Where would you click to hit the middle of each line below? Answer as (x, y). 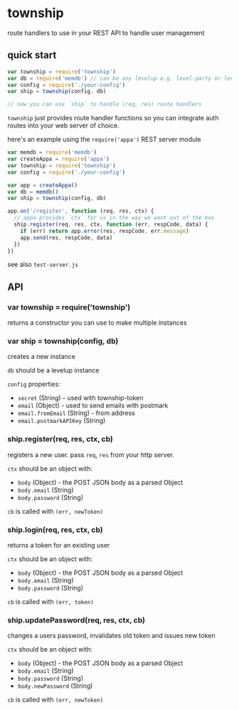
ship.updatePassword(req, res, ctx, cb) (76, 620)
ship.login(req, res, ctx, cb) (55, 530)
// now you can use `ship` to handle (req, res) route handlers (105, 105)
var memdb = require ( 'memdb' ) (52, 152)
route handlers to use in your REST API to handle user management (106, 33)
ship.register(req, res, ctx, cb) (60, 439)
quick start (32, 55)
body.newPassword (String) (55, 686)
